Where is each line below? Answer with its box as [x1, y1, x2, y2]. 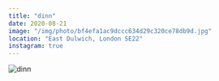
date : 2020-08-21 [8, 19, 67, 28]
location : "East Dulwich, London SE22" [8, 34, 144, 43]
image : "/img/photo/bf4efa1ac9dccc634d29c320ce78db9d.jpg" [8, 27, 213, 35]
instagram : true [8, 42, 63, 50]
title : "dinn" [8, 11, 57, 20]
